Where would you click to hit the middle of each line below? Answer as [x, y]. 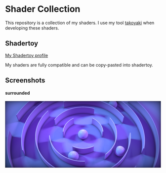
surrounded [18, 93]
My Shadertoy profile [27, 55]
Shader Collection [43, 9]
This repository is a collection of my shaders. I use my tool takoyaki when [80, 23]
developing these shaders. [32, 28]
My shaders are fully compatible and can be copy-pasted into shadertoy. [79, 65]
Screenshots [25, 81]
